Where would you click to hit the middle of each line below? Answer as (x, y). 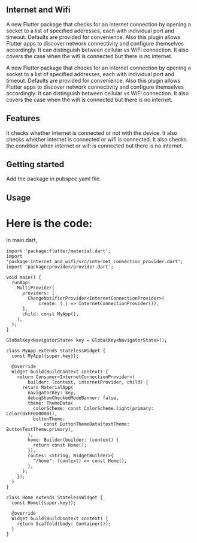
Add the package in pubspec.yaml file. (54, 179)
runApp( (21, 282)
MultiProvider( (36, 288)
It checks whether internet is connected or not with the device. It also (92, 133)
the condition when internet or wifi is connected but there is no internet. (95, 146)
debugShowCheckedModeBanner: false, (73, 398)
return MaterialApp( (48, 387)
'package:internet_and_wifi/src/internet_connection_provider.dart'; (95, 261)
